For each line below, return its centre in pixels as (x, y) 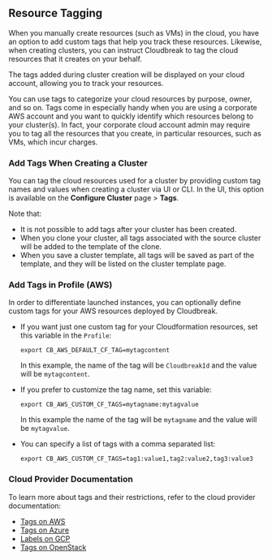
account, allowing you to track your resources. (86, 83)
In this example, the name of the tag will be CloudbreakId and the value (138, 365)
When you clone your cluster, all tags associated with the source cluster (140, 238)
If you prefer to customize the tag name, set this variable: (116, 390)
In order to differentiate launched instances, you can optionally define (125, 303)
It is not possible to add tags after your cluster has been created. (128, 230)
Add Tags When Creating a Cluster (78, 163)
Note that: (25, 213)
